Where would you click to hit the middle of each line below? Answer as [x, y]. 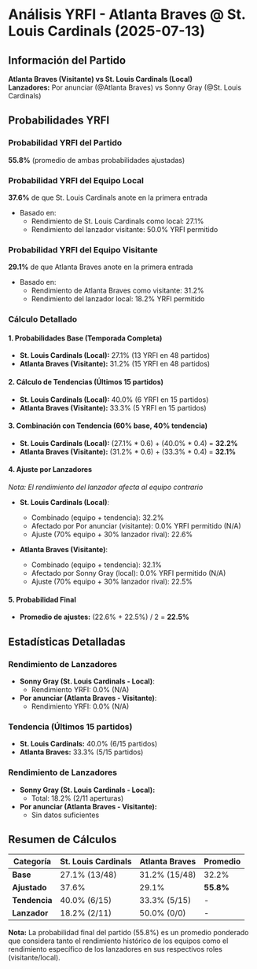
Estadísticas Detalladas [67, 641]
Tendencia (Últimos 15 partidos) [70, 727]
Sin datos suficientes [65, 815]
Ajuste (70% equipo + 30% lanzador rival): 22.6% [112, 534]
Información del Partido [67, 60]
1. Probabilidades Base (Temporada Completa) [85, 338]
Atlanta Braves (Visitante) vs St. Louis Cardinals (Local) [100, 79]
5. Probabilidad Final [42, 599]
